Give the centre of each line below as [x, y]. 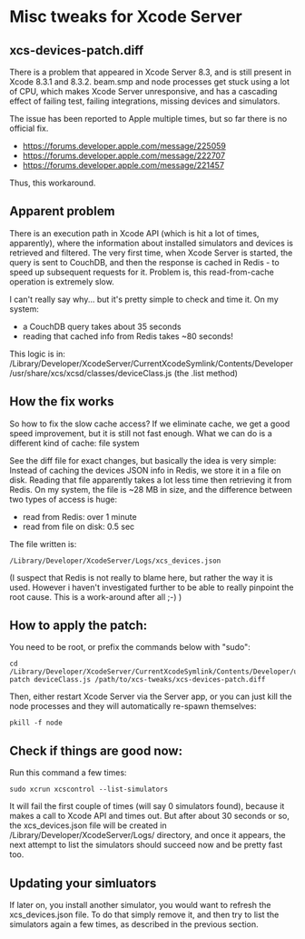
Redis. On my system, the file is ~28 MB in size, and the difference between [151, 489]
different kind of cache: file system [74, 443]
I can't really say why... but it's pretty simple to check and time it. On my [144, 299]
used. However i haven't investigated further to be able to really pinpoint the [152, 587]
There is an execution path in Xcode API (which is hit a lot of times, [134, 233]
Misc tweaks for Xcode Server [126, 17]
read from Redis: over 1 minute [80, 516]
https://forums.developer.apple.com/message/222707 [123, 155]
